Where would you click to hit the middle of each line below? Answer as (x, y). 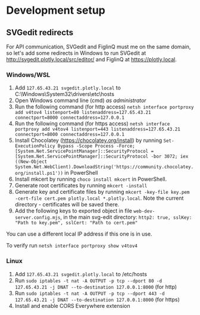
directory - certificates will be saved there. (67, 205)
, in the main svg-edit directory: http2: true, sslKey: (126, 217)
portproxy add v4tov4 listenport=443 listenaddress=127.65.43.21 (97, 129)
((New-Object (31, 162)
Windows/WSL (28, 75)
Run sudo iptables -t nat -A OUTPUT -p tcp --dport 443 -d (90, 293)
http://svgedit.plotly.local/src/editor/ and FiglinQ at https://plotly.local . (91, 59)
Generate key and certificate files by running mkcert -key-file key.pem (102, 192)
